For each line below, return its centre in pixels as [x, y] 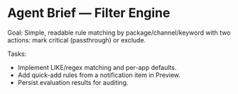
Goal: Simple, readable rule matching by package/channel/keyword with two [119, 33]
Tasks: [17, 54]
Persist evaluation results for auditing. [73, 82]
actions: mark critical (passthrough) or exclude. [77, 40]
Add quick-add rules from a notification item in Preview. [99, 75]
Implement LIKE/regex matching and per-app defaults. [97, 67]
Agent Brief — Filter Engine [89, 13]
